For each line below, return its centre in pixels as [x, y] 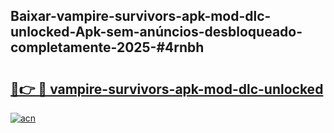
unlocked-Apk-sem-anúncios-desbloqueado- [156, 32]
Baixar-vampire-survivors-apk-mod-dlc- [141, 16]
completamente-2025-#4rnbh [107, 47]
